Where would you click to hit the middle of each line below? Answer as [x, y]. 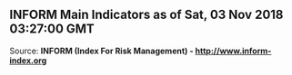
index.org [28, 60]
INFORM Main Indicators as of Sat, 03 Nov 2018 [146, 15]
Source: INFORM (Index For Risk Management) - [101, 51]
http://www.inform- [233, 51]
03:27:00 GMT [52, 29]
